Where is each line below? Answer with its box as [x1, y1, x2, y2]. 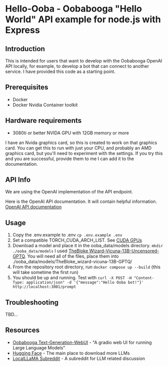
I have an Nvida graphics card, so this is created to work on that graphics [5, 139, 157, 145]
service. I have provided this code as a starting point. [5, 68, 116, 75]
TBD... [5, 312, 18, 318]
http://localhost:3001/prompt [12, 284, 77, 289]
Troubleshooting [5, 298, 59, 307]
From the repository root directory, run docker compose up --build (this [12, 264, 160, 270]
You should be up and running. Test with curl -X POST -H [12, 275, 132, 281]
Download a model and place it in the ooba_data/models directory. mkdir [12, 243, 163, 249]
